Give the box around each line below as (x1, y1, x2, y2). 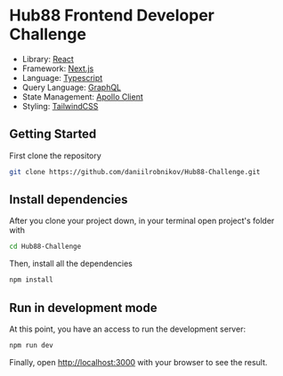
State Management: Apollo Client (21, 91, 144, 102)
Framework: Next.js (21, 63, 94, 74)
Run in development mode (9, 300, 158, 316)
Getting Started (9, 126, 97, 142)
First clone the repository (9, 150, 102, 161)
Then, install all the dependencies (9, 259, 133, 269)
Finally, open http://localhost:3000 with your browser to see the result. (9, 356, 268, 367)
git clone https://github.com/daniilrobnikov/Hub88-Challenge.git (9, 167, 261, 176)
